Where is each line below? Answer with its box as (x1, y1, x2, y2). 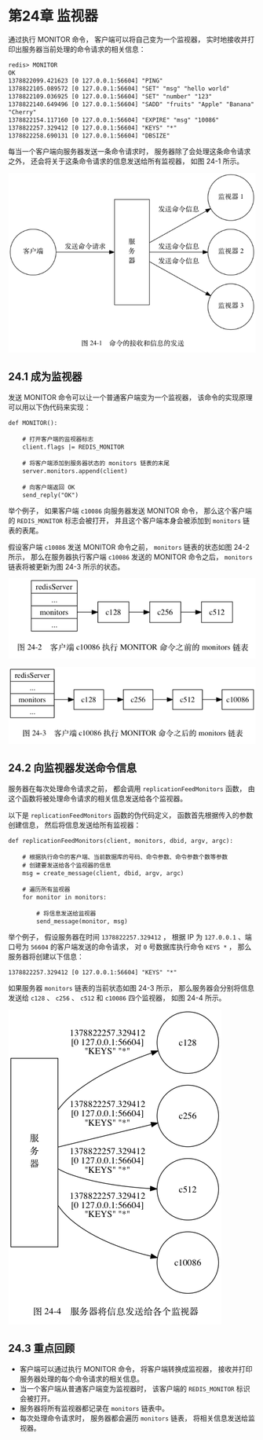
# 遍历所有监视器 (22, 885, 71, 893)
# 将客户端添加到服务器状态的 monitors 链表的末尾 (22, 459, 170, 467)
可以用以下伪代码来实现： (8, 402, 91, 412)
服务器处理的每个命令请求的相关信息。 (19, 1374, 144, 1383)
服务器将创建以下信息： (8, 951, 84, 961)
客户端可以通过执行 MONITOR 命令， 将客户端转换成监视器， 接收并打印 (19, 1364, 253, 1373)
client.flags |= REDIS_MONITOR (22, 443, 125, 451)
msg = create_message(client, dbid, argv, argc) (22, 869, 184, 877)
